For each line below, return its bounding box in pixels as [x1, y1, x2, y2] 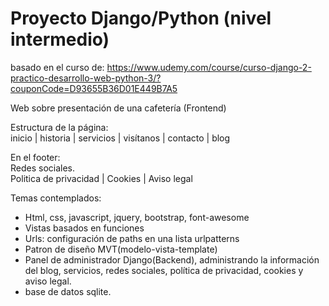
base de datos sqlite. [24, 285, 112, 297]
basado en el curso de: [10, 61, 105, 73]
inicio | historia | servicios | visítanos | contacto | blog [10, 132, 231, 144]
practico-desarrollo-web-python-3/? [10, 72, 162, 84]
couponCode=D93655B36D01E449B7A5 [10, 82, 178, 94]
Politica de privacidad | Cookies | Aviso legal [10, 172, 193, 184]
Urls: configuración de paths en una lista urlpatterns [24, 232, 240, 244]
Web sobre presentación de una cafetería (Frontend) [10, 102, 227, 114]
